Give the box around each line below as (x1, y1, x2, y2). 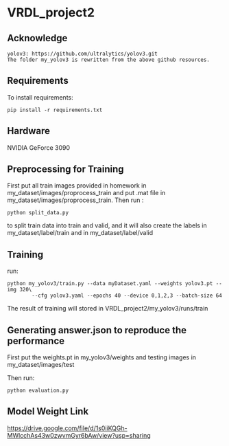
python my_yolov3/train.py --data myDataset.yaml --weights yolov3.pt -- (7, 280, 223, 287)
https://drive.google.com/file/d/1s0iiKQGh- (7, 424, 128, 432)
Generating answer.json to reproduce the (7, 324, 187, 336)
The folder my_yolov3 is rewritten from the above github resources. (7, 56, 210, 63)
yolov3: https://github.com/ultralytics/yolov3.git (7, 50, 158, 57)
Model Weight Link (7, 405, 89, 417)
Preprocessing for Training (7, 164, 125, 175)
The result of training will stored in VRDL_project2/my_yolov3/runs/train (7, 304, 208, 313)
